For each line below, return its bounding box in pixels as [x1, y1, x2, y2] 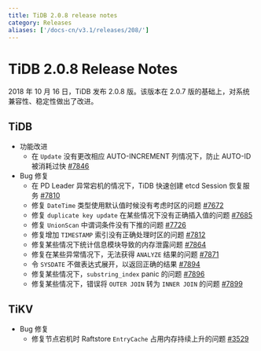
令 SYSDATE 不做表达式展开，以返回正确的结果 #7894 [31, 260, 200, 269]
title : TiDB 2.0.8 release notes [8, 11, 118, 20]
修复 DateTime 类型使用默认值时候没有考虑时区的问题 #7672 [31, 201, 224, 210]
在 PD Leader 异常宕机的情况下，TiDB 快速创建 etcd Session [31, 181, 228, 191]
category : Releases [8, 19, 72, 27]
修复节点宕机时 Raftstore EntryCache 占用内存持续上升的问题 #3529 [31, 334, 249, 343]
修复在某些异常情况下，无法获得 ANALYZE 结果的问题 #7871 [31, 250, 219, 259]
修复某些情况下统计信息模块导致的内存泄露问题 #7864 [31, 240, 207, 250]
